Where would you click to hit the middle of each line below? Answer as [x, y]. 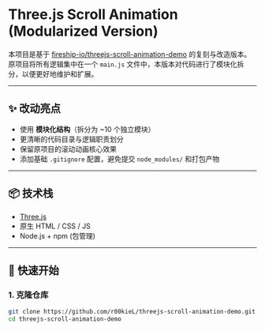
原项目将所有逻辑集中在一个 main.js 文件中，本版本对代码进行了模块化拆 [126, 64]
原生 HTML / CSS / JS [55, 226]
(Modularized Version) [83, 31]
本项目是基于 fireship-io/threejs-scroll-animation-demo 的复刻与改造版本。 [130, 54]
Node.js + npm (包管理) [58, 235]
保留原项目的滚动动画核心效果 [68, 149]
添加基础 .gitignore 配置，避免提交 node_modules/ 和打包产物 [119, 159]
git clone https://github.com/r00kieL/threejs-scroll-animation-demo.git [132, 312]
